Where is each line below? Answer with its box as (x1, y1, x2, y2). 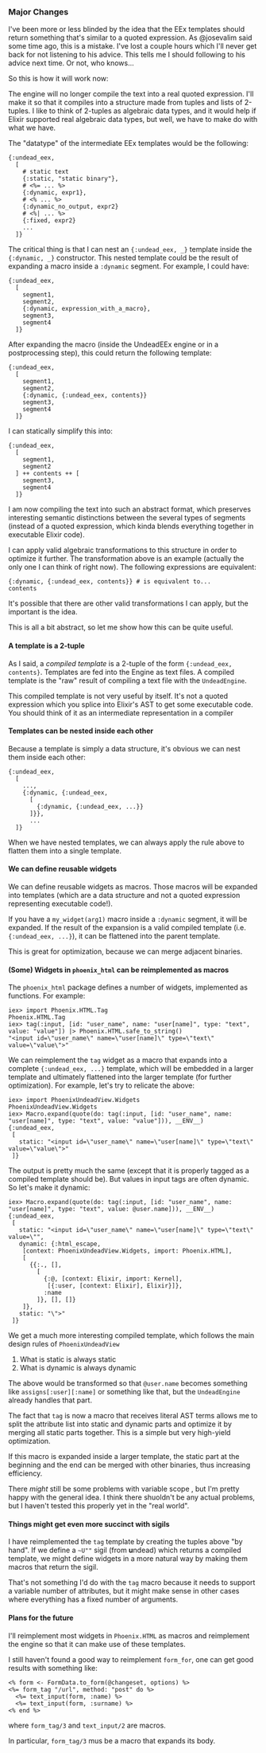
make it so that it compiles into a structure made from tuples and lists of (8, 98, 243, 108)
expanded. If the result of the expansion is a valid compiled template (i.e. (8, 923, 246, 932)
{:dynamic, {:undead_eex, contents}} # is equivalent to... (8, 578, 212, 586)
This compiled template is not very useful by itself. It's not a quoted (8, 691, 229, 700)
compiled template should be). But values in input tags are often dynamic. (8, 1175, 249, 1184)
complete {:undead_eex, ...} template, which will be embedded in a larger (8, 1064, 254, 1073)
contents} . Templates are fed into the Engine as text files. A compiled (8, 667, 235, 676)
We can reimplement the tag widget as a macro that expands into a (8, 1055, 228, 1065)
